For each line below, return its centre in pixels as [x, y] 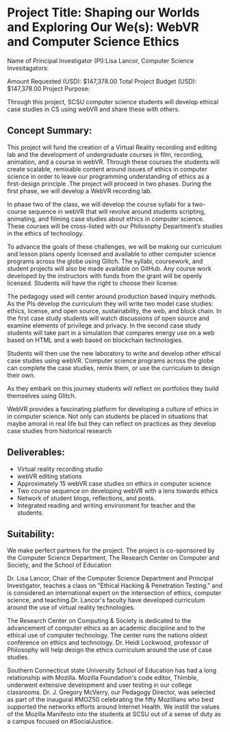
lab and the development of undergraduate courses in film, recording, [105, 154]
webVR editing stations [49, 476]
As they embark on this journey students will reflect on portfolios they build [113, 388]
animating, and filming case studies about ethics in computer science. [106, 219]
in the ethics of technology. [46, 233]
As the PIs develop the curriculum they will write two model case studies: [110, 304]
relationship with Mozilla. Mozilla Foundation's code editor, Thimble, [103, 678]
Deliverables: [36, 453]
